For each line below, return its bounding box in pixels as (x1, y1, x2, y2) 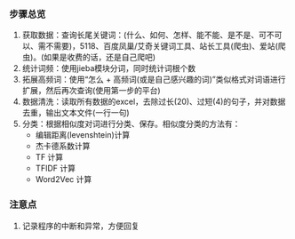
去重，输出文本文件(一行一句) (21, 108, 131, 118)
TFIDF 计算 (35, 163, 76, 174)
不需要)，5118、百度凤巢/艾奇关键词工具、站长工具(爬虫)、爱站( (45, 41, 278, 52)
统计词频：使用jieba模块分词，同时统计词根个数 (21, 63, 196, 74)
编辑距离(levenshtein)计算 (35, 130, 131, 140)
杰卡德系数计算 (35, 140, 91, 152)
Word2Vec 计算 (35, 174, 92, 185)
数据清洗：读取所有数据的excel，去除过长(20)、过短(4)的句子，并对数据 (21, 96, 286, 108)
